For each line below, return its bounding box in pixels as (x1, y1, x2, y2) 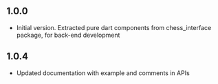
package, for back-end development (16, 31, 120, 39)
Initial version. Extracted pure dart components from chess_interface (16, 23, 212, 31)
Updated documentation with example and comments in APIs (16, 68, 190, 77)
